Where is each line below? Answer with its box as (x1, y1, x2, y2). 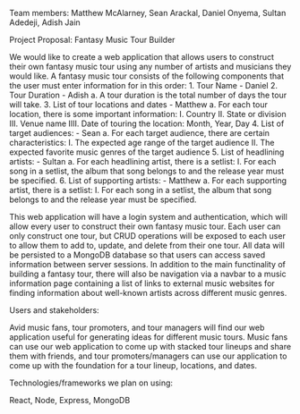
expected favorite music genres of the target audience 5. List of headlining (9, 147, 285, 157)
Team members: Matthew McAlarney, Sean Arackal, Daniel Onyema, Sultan (9, 8, 287, 18)
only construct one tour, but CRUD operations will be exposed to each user (9, 231, 287, 241)
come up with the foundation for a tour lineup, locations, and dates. (9, 360, 258, 370)
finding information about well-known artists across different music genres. (9, 288, 287, 298)
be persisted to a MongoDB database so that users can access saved (9, 249, 266, 260)
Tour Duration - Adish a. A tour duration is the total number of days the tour (9, 89, 287, 100)
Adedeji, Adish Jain (9, 17, 81, 28)
